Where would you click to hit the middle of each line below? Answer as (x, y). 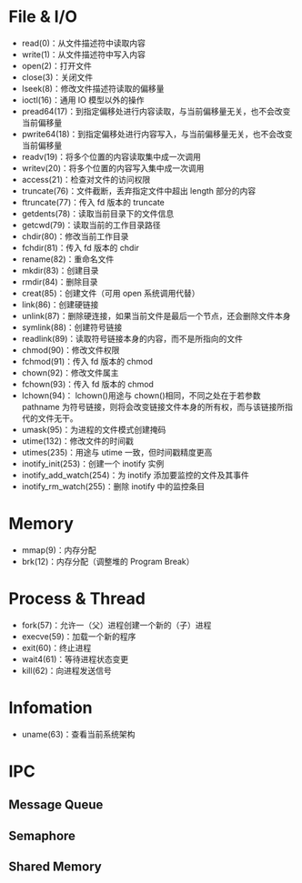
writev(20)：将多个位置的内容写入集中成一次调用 (113, 168)
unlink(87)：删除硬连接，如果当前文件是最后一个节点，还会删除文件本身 (156, 316)
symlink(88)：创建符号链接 (72, 327)
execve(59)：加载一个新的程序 (79, 636)
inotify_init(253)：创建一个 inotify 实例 (93, 463)
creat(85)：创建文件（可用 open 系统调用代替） (111, 293)
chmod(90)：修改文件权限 (70, 350)
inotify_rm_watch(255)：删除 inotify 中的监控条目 (113, 486)
